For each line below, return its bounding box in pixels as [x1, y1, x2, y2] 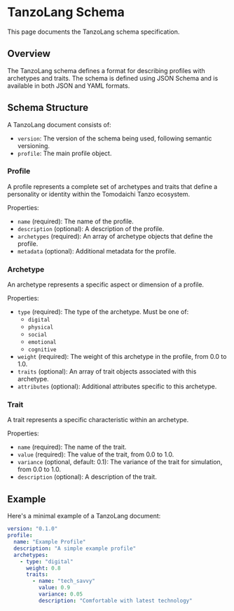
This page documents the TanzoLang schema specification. [7, 27, 180, 36]
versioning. [17, 141, 50, 150]
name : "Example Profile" [13, 539, 86, 546]
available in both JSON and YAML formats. [7, 81, 130, 90]
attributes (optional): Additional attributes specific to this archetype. [17, 382, 217, 390]
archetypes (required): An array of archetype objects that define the [17, 232, 214, 240]
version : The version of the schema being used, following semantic [17, 134, 212, 143]
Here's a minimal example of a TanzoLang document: [7, 512, 161, 520]
